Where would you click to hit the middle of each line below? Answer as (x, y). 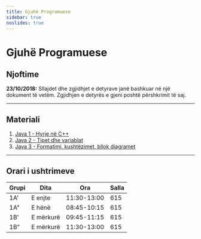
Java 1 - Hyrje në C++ (42, 134)
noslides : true (25, 23)
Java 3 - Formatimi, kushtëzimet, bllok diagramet (75, 146)
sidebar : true (24, 17)
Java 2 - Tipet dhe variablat (49, 140)
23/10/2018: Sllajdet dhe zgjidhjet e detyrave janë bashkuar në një (88, 89)
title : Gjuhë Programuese (38, 12)
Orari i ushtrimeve (40, 171)
